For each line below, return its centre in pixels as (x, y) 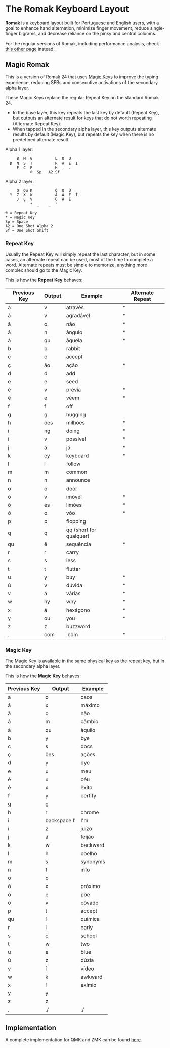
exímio (89, 985)
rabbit (73, 349)
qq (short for (81, 530)
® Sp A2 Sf (45, 172)
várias (73, 594)
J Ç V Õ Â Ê (44, 199)
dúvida (74, 585)
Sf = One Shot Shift (27, 230)
